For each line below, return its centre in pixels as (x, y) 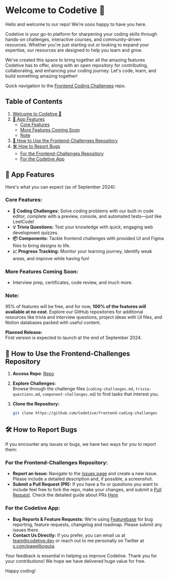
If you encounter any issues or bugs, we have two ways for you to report (81, 444)
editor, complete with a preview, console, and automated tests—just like (87, 216)
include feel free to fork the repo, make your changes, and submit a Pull (87, 490)
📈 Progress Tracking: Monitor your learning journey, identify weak (82, 251)
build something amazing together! (42, 76)
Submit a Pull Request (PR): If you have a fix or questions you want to (85, 484)
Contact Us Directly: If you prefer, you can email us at (69, 535)
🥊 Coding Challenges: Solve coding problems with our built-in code (83, 211)
